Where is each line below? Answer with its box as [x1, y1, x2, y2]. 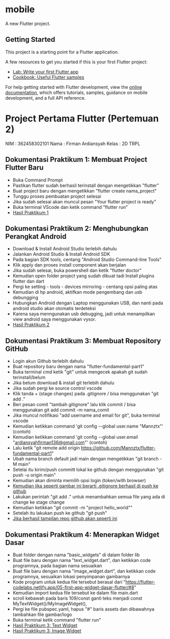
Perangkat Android [5, 232, 67, 241]
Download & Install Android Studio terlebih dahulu [12, 246, 117, 252]
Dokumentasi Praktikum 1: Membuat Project [5, 155, 148, 164]
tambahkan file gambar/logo [12, 611, 72, 618]
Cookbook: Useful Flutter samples [12, 74, 84, 80]
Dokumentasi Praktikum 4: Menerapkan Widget [5, 530, 159, 539]
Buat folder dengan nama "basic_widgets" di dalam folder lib [12, 552, 140, 558]
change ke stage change [12, 499, 65, 505]
